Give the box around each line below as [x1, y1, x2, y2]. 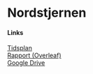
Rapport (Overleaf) [7, 51, 62, 60]
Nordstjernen [7, 5, 87, 21]
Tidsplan [7, 44, 33, 52]
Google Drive [7, 59, 45, 67]
